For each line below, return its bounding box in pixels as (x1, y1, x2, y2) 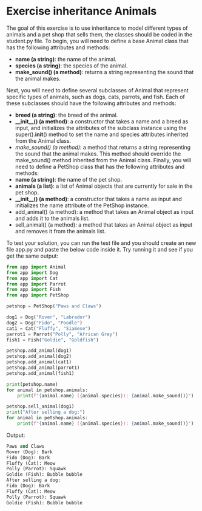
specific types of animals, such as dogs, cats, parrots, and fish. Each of (6, 93, 185, 100)
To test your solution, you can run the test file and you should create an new (6, 239, 197, 247)
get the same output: (6, 252, 59, 259)
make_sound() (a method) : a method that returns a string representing (15, 143, 191, 151)
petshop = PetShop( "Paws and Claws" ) (6, 303, 102, 309)
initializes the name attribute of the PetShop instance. (15, 202, 149, 209)
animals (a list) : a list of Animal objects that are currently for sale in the (15, 182, 193, 190)
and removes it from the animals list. (15, 227, 106, 235)
